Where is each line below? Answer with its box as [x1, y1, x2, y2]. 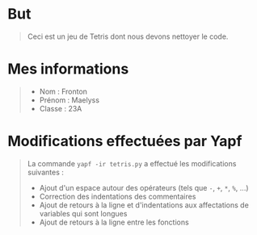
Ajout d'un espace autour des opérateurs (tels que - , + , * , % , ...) [39, 183, 249, 192]
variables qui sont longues [39, 208, 128, 218]
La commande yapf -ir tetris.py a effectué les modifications [27, 158, 237, 168]
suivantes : [27, 167, 64, 177]
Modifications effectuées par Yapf [7, 132, 242, 150]
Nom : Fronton [39, 86, 88, 96]
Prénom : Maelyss [39, 94, 100, 105]
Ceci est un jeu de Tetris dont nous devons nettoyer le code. [27, 31, 229, 41]
